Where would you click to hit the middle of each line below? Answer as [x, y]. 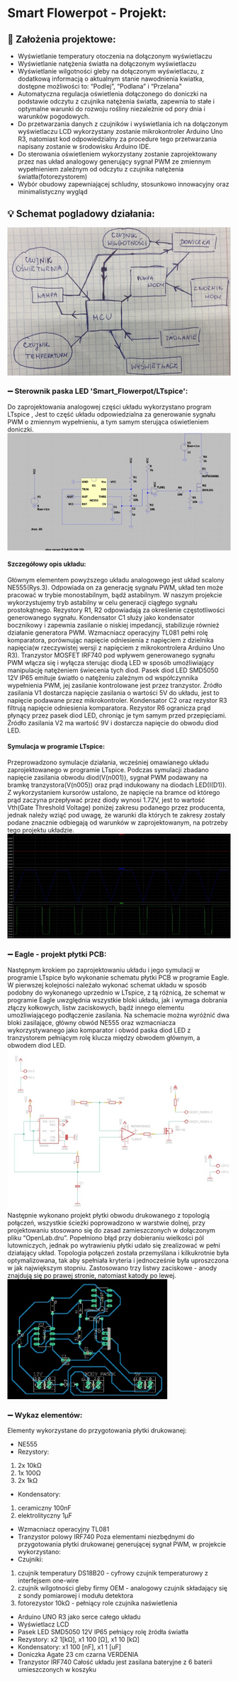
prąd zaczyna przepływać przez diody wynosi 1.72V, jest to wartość [106, 800]
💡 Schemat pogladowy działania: [81, 214]
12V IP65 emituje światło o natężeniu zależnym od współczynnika [103, 677]
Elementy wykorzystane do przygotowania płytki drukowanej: [97, 1431]
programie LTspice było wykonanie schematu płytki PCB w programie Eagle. [118, 977]
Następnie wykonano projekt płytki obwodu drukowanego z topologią [109, 1216]
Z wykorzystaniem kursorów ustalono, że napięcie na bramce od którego [114, 792]
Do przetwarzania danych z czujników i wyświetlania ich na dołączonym [123, 124]
